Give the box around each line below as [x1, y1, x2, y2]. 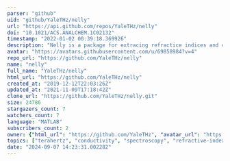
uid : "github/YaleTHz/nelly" [7, 16, 90, 23]
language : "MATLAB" [7, 118, 63, 125]
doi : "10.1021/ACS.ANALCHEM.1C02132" [7, 29, 115, 36]
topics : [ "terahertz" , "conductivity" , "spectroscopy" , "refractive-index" [7, 138, 228, 145]
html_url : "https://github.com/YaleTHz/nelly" [7, 73, 142, 81]
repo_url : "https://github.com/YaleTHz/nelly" [7, 55, 142, 62]
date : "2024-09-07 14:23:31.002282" [7, 144, 112, 151]
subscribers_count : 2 [7, 125, 69, 132]
